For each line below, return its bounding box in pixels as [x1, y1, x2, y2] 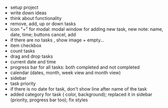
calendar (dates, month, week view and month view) [10, 70, 121, 76]
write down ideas [10, 10, 47, 16]
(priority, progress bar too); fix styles [10, 97, 88, 103]
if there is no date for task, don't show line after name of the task [10, 86, 147, 92]
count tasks [10, 48, 35, 54]
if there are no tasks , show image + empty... [10, 37, 104, 43]
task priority [10, 80, 36, 87]
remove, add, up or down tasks [10, 20, 76, 27]
